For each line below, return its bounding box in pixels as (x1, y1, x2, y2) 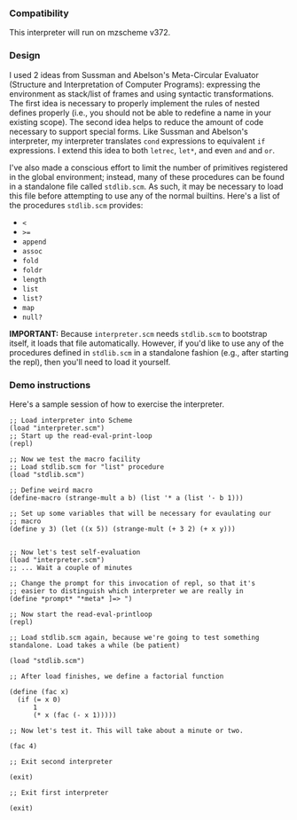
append (21, 238, 47, 246)
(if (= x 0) (17, 695, 62, 704)
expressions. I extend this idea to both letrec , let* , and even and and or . (9, 144, 275, 155)
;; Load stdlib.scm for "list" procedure (9, 462, 165, 472)
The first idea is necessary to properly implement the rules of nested (9, 98, 260, 108)
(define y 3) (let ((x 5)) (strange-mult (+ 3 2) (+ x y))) (9, 524, 237, 534)
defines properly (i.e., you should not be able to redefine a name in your (9, 107, 272, 118)
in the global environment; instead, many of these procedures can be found (9, 171, 285, 182)
